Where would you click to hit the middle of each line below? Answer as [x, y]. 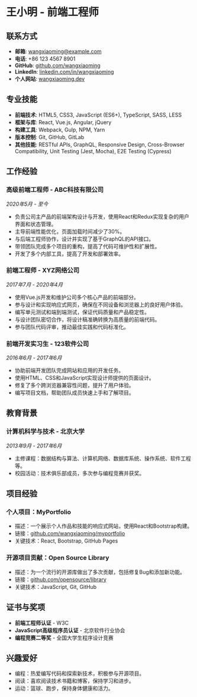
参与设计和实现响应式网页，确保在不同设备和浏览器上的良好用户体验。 [100, 304]
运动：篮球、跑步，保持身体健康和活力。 [64, 688]
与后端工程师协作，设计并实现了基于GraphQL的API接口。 [84, 239]
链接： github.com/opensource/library [60, 579]
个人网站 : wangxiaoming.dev [50, 79]
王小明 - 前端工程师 [53, 12]
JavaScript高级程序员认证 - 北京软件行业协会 [70, 630]
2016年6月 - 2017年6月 [34, 358]
